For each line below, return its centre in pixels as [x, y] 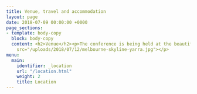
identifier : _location [44, 66]
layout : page [22, 17]
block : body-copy [33, 39]
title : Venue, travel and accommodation [56, 11]
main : [18, 60]
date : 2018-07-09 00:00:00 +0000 [47, 22]
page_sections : [25, 28]
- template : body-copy [34, 33]
